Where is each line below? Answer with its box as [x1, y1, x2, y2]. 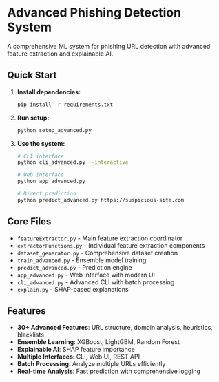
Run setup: [17, 114, 50, 122]
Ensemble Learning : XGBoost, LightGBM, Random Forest [17, 338, 180, 346]
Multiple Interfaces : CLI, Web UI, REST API [17, 352, 140, 361]
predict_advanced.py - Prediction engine [17, 263, 132, 271]
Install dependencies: [17, 87, 81, 96]
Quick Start [7, 70, 57, 81]
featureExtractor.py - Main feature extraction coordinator [17, 234, 183, 242]
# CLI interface [17, 153, 64, 160]
